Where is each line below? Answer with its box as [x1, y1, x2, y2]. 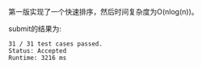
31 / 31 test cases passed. [8, 40, 103, 48]
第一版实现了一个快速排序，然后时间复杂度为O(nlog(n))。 [8, 7, 200, 16]
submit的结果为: [8, 24, 62, 34]
